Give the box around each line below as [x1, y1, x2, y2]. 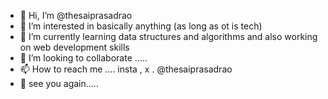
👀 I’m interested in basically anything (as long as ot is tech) [19, 20, 263, 32]
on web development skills [19, 41, 130, 53]
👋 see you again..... [19, 78, 99, 89]
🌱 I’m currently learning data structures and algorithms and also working [19, 31, 318, 42]
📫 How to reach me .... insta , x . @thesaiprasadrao [19, 63, 233, 75]
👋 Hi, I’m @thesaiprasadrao [19, 10, 133, 21]
